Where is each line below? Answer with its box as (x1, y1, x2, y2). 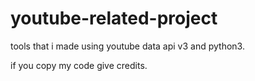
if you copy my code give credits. (10, 59, 148, 71)
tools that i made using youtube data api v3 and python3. (10, 40, 245, 52)
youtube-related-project (10, 7, 218, 30)
